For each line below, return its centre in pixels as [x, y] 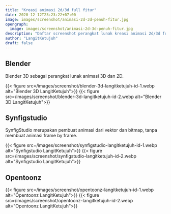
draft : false [19, 43]
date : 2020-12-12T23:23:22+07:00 [41, 15]
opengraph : [17, 24]
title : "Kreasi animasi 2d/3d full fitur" [51, 10]
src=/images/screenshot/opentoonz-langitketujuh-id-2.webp [69, 201]
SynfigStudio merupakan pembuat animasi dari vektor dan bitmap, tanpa [81, 130]
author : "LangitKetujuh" [32, 39]
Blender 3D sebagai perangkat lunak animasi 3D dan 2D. [64, 76]
